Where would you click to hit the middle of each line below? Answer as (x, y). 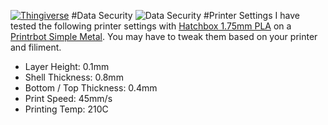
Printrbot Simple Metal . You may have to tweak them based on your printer (164, 36)
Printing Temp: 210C (66, 109)
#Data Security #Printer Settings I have (185, 15)
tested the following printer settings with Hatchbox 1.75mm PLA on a (151, 26)
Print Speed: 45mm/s (68, 98)
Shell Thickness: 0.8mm (74, 77)
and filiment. (36, 47)
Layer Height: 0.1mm (67, 66)
